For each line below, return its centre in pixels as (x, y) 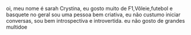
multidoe (17, 27)
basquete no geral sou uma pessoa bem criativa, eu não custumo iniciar (93, 15)
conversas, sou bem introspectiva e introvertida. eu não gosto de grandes (95, 21)
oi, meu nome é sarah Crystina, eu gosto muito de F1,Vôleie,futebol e (90, 8)
